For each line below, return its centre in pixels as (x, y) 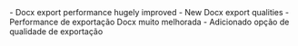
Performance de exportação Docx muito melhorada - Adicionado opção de (149, 22)
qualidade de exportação (56, 32)
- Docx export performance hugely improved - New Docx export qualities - (149, 12)
